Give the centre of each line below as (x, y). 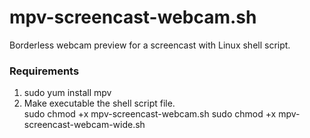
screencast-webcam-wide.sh (84, 125)
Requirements (44, 71)
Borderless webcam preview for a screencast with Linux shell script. (150, 45)
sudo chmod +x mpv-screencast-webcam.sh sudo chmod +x (150, 114)
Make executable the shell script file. (99, 103)
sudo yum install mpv (67, 93)
